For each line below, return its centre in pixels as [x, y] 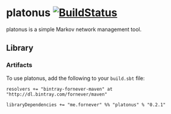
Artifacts [19, 65]
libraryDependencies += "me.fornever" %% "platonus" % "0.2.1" [86, 104]
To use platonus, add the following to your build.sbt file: [76, 78]
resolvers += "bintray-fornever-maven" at [59, 89]
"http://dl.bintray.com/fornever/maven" [57, 94]
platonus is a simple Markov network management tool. [74, 29]
